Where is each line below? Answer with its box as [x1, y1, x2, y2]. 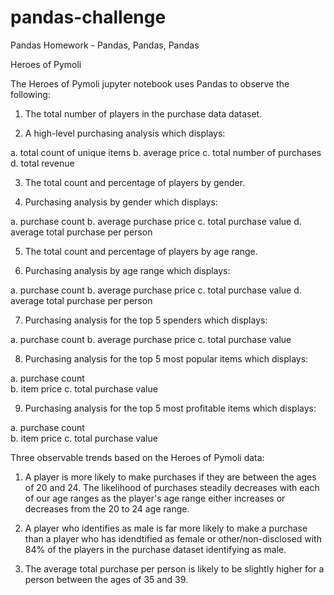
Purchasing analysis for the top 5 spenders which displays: [24, 314, 268, 326]
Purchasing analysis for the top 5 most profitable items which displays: [24, 402, 317, 414]
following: [10, 88, 51, 100]
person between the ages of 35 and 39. [24, 573, 188, 585]
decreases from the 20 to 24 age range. [24, 502, 190, 515]
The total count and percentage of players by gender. [24, 176, 246, 188]
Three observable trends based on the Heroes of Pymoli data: [10, 451, 265, 463]
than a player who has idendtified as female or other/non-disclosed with [24, 532, 322, 545]
